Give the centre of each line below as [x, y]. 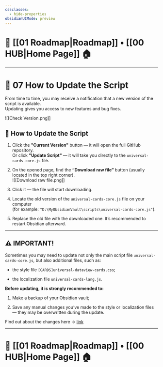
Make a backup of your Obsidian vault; [51, 298]
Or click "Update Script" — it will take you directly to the [69, 155]
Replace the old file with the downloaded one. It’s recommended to [79, 219]
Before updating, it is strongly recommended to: [55, 288]
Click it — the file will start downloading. [52, 190]
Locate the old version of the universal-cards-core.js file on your [78, 199]
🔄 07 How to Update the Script [67, 85]
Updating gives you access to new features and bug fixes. [63, 109]
